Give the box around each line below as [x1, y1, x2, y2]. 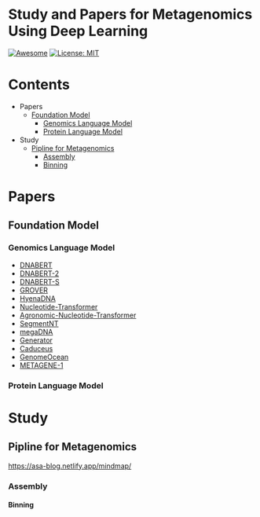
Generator [19, 335, 53, 345]
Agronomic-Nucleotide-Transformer [19, 310, 137, 320]
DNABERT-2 [19, 269, 60, 278]
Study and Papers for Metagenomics [8, 5, 253, 24]
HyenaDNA [19, 293, 57, 303]
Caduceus [19, 343, 53, 353]
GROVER [19, 285, 49, 295]
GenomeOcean [19, 352, 69, 361]
